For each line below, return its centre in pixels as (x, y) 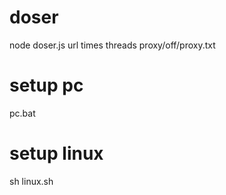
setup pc (46, 85)
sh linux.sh (31, 181)
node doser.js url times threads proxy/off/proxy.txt (112, 45)
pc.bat (22, 113)
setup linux (56, 153)
